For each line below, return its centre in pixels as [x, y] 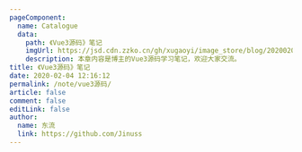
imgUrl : [40, 51]
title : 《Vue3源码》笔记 [50, 68]
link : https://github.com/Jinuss [80, 134]
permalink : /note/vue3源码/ [61, 84]
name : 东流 [36, 126]
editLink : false [40, 109]
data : [28, 34]
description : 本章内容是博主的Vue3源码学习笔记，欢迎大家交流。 [133, 59]
